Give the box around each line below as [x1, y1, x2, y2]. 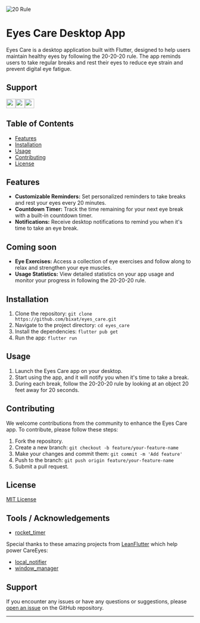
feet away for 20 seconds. [14, 386, 80, 393]
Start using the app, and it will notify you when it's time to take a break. [14, 374, 189, 381]
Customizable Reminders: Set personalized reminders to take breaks [14, 193, 186, 200]
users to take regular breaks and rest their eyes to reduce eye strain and [6, 58, 183, 66]
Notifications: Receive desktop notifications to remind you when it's [14, 218, 183, 226]
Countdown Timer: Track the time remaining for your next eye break [14, 206, 183, 213]
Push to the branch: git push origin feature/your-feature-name [14, 457, 174, 464]
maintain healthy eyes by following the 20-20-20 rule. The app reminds [6, 53, 181, 60]
